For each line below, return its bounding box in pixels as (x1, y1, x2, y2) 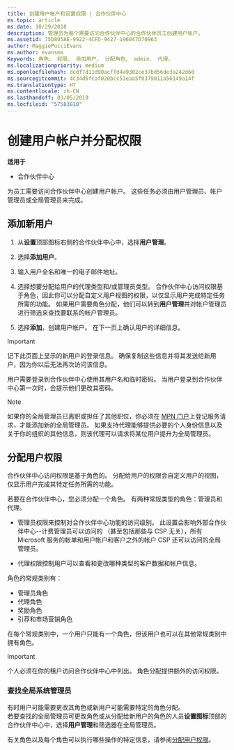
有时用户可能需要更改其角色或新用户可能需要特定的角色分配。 (7, 703, 185, 711)
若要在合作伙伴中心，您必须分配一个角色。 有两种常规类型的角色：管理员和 (7, 495, 223, 503)
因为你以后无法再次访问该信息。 (19, 360, 111, 368)
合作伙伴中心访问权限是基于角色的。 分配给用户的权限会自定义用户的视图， (7, 471, 223, 480)
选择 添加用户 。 (17, 252, 61, 261)
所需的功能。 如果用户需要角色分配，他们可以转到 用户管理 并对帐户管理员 (17, 299, 227, 308)
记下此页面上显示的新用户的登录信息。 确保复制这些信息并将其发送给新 (7, 351, 210, 359)
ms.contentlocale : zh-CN (7, 88, 79, 95)
